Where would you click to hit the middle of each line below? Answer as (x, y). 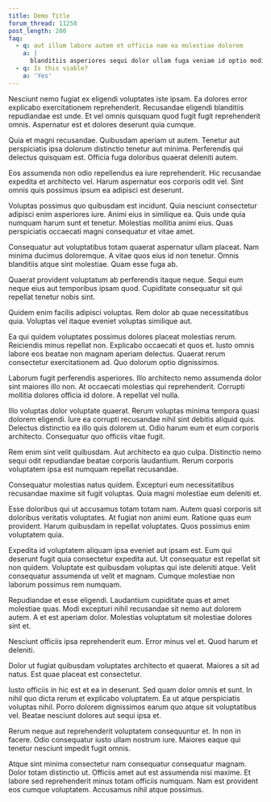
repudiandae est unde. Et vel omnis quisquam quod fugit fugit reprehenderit (134, 116)
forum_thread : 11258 (43, 23)
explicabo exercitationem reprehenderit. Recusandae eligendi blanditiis (126, 107)
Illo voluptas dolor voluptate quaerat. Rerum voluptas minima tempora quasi (134, 410)
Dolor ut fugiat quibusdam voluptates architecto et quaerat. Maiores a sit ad (134, 665)
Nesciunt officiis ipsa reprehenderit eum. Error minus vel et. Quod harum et (133, 641)
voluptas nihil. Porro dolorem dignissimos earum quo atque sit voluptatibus (132, 707)
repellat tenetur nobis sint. (52, 297)
